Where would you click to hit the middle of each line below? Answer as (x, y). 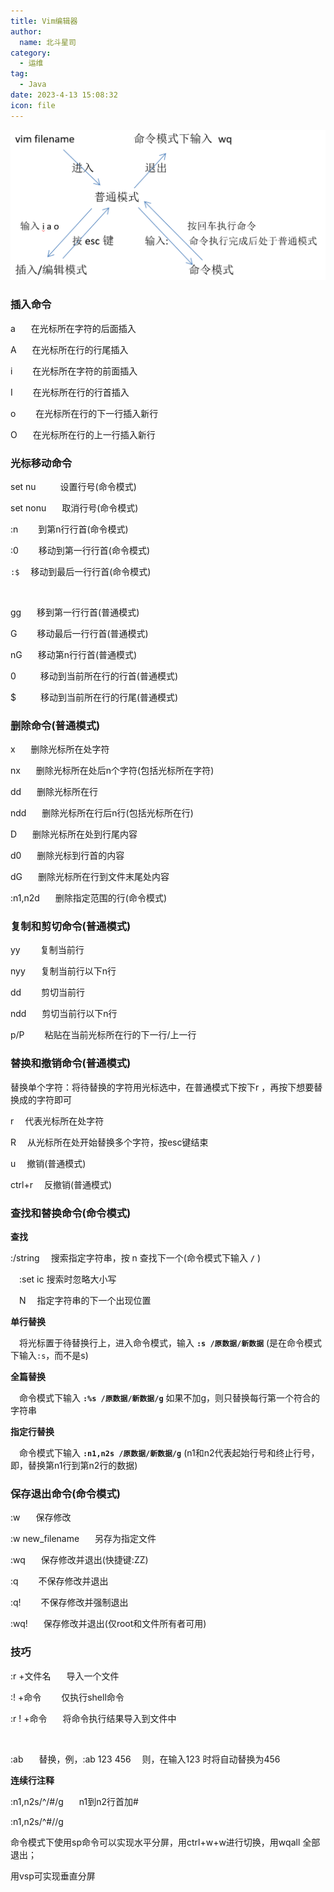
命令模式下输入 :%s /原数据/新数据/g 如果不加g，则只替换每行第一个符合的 (170, 1398)
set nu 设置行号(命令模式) (73, 486)
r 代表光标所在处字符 (57, 1121)
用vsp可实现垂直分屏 (53, 1876)
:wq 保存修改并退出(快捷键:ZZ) (79, 1560)
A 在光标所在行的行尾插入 (69, 349)
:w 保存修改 (41, 1517)
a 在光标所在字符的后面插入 (73, 328)
